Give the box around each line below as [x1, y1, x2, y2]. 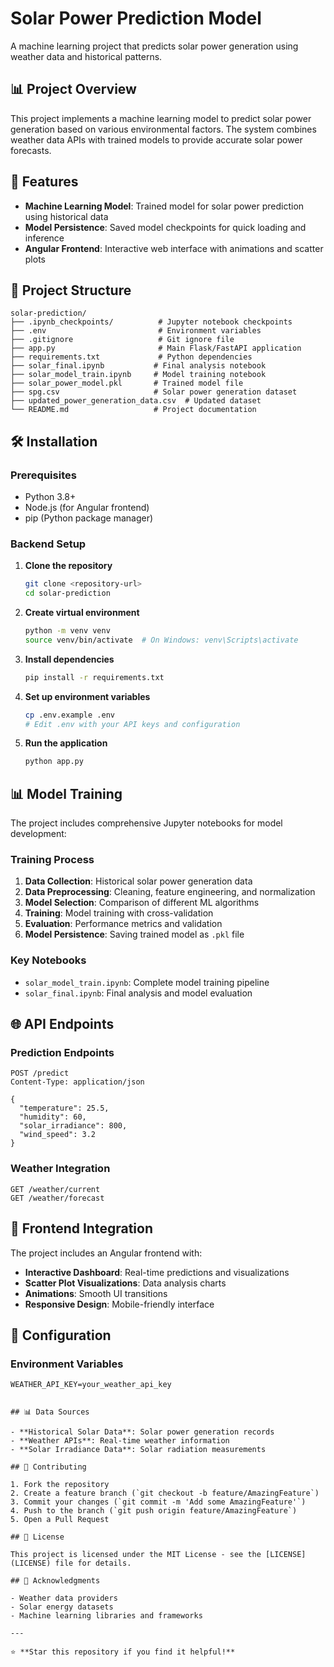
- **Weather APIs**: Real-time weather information [10, 1436, 230, 1446]
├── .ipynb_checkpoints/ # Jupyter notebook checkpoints [10, 317, 293, 327]
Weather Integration [10, 1162, 111, 1176]
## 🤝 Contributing [10, 1462, 87, 1472]
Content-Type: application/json [10, 1077, 145, 1087]
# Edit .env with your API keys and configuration [24, 719, 241, 729]
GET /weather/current [10, 1184, 101, 1194]
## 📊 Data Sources [10, 1407, 90, 1417]
